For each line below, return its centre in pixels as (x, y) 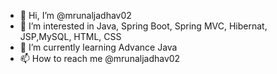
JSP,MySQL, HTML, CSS (70, 36)
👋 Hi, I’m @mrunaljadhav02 (75, 15)
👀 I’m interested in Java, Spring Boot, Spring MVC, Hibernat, (143, 26)
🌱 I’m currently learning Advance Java (98, 47)
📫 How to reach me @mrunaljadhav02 (100, 58)
